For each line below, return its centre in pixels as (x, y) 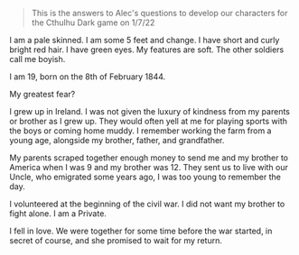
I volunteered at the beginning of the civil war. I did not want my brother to (147, 204)
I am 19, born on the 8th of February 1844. (88, 77)
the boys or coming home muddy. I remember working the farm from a (140, 131)
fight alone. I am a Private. (58, 214)
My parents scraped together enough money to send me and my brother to (149, 158)
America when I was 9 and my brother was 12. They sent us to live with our (149, 167)
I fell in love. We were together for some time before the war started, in (141, 231)
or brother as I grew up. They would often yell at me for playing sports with (148, 121)
